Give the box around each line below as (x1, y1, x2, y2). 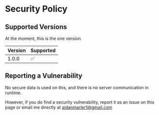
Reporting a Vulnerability (5, 72, 82, 80)
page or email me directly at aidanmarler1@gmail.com (5, 104, 112, 110)
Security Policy (5, 3, 68, 15)
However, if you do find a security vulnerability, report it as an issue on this (5, 99, 154, 105)
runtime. (5, 90, 22, 96)
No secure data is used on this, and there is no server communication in (5, 84, 149, 90)
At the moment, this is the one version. (5, 35, 82, 41)
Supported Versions (5, 23, 67, 31)
